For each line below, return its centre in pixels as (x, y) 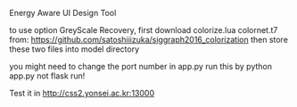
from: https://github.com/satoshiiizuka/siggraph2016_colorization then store (148, 40)
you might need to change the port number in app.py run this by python (140, 66)
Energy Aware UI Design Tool (63, 13)
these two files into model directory (74, 49)
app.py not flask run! (47, 76)
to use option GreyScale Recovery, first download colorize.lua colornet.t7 (144, 30)
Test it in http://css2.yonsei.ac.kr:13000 (82, 93)
